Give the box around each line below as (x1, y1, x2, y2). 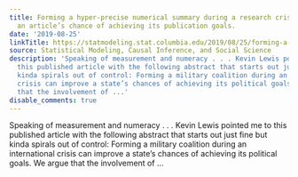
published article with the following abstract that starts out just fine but (9, 130, 268, 141)
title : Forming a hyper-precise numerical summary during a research (9, 12, 272, 22)
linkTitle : (9, 37, 50, 47)
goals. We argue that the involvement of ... (9, 157, 164, 169)
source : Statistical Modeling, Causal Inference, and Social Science (9, 46, 272, 55)
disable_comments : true (9, 95, 98, 105)
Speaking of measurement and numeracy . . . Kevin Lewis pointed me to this (9, 120, 287, 131)
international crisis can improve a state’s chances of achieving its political (9, 149, 278, 159)
